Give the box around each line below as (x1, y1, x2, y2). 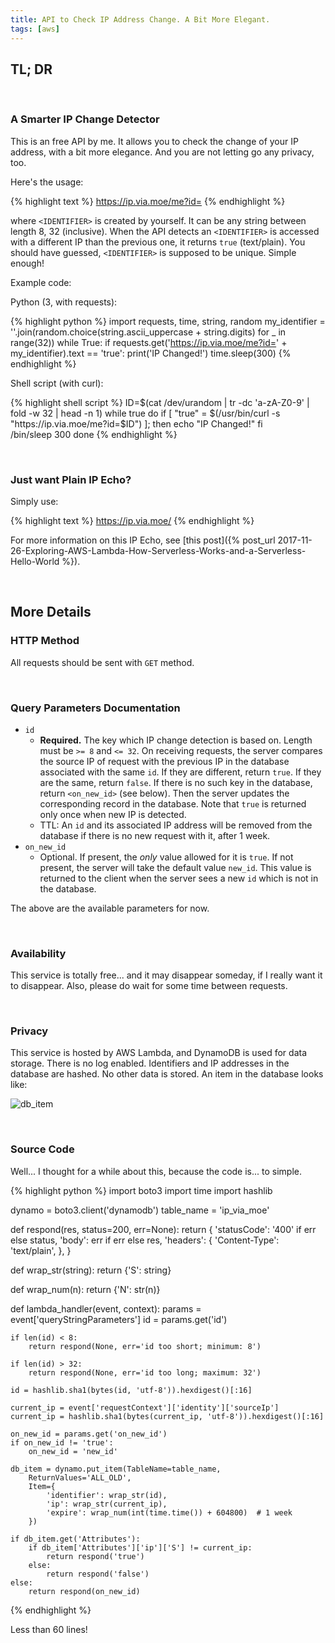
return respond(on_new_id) (28, 1586, 141, 1596)
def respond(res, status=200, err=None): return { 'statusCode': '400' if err (10, 1223, 317, 1235)
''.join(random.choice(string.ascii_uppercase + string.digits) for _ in (10, 326, 287, 338)
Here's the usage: (10, 176, 84, 188)
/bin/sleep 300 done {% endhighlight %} (10, 428, 178, 440)
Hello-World (10, 555, 60, 567)
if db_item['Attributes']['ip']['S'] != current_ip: (28, 1542, 253, 1553)
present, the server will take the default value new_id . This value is (39, 861, 312, 873)
